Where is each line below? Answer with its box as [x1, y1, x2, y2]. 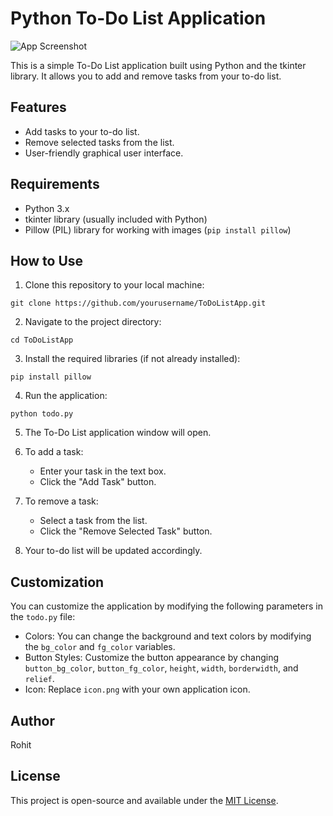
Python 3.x [24, 202, 70, 214]
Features [10, 99, 67, 116]
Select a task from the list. [39, 515, 148, 527]
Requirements [10, 176, 100, 193]
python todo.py [10, 409, 74, 419]
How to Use [10, 252, 84, 269]
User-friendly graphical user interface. [24, 147, 184, 159]
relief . [24, 673, 55, 685]
